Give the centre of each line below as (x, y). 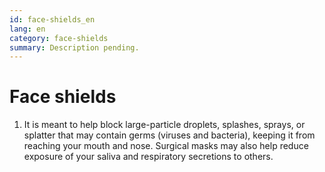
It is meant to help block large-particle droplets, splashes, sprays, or (164, 125)
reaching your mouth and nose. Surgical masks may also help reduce (166, 146)
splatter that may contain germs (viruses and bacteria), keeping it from (169, 135)
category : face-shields (59, 38)
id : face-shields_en (52, 19)
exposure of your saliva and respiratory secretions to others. (148, 157)
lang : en (27, 29)
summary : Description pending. (74, 47)
